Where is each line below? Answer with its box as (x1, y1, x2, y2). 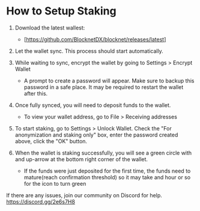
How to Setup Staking (6, 4, 117, 18)
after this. (23, 90, 48, 97)
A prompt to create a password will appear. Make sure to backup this (23, 77, 195, 84)
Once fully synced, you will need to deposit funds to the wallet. (14, 101, 171, 109)
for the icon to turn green (23, 180, 86, 187)
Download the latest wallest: (14, 24, 85, 31)
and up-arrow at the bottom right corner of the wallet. (14, 155, 148, 163)
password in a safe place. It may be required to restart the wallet (23, 83, 184, 91)
